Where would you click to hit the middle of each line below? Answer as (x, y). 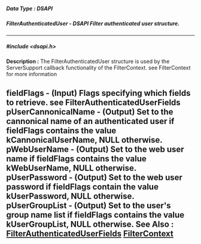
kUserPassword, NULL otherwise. (70, 196)
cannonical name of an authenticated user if (90, 121)
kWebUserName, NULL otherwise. (71, 168)
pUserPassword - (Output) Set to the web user (94, 177)
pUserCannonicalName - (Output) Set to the (90, 112)
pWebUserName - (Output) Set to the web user (95, 149)
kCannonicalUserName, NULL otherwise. (84, 140)
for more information (32, 74)
